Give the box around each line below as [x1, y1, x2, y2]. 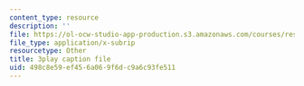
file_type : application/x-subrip [9, 38, 136, 47]
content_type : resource [9, 13, 100, 22]
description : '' [9, 21, 71, 30]
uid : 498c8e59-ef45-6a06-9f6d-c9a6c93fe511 [9, 64, 176, 73]
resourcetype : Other [9, 47, 88, 56]
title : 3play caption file [9, 55, 111, 64]
